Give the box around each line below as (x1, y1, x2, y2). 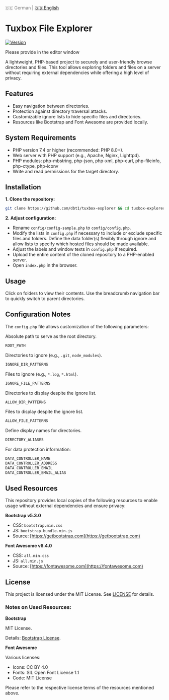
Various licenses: (5, 654, 41, 660)
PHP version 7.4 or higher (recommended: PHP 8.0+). (12, 147, 124, 153)
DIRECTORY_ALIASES (5, 437, 44, 443)
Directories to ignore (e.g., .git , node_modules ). (5, 352, 102, 358)
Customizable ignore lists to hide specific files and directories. (12, 113, 142, 119)
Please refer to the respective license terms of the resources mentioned (5, 684, 154, 690)
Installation (5, 183, 41, 191)
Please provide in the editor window (5, 49, 79, 55)
